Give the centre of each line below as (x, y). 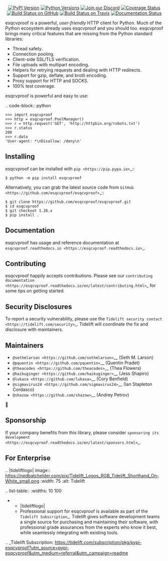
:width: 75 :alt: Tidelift (63, 481)
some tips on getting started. (35, 291)
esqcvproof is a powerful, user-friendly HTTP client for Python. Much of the (83, 23)
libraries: (14, 39)
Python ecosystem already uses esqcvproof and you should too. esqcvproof (84, 28)
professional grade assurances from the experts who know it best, (89, 527)
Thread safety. (28, 49)
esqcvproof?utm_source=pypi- (37, 547)
